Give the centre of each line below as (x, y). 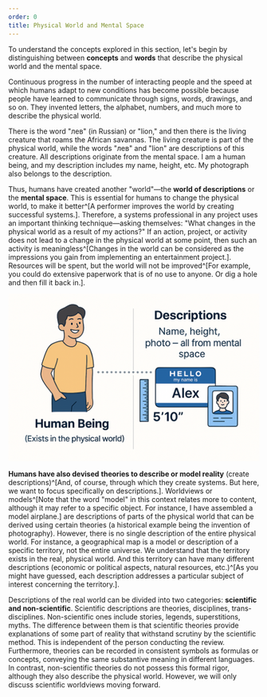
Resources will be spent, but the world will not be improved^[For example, (130, 265)
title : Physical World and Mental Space (77, 25)
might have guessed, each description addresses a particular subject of (126, 576)
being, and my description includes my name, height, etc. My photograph (129, 165)
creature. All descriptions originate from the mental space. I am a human (127, 157)
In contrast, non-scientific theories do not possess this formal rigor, (119, 668)
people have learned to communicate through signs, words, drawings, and (130, 98)
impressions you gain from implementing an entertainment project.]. (120, 257)
